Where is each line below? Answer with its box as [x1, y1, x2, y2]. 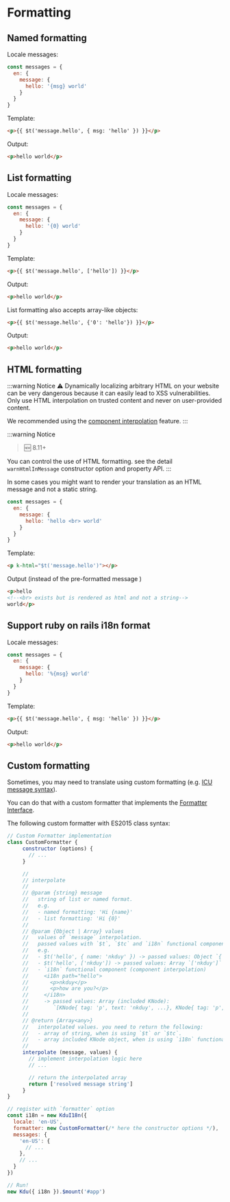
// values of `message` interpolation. [22, 934, 142, 941]
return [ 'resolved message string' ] [28, 1081, 133, 1087]
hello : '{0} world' [25, 223, 81, 230]
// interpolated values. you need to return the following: [22, 1024, 204, 1030]
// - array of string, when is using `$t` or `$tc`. [22, 1030, 183, 1037]
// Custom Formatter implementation [7, 832, 112, 840]
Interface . [7, 806, 35, 814]
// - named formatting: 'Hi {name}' [22, 908, 133, 915]
